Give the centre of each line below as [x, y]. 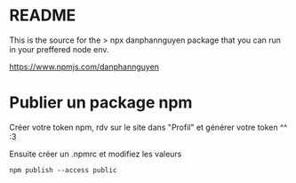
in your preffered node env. [59, 49]
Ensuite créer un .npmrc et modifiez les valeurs [96, 154]
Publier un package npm [101, 103]
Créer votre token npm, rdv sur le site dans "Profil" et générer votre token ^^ [148, 127]
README [43, 16]
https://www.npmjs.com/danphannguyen [84, 67]
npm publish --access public [63, 170]
